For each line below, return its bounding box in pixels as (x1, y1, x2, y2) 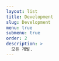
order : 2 (6, 35, 27, 41)
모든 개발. (11, 46, 33, 52)
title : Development (6, 14, 54, 20)
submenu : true (6, 30, 41, 36)
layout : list (6, 8, 38, 15)
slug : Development (6, 19, 51, 25)
